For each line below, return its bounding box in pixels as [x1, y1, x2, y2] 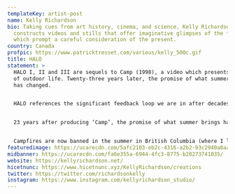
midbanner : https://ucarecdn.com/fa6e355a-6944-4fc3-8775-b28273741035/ [7, 151, 224, 158]
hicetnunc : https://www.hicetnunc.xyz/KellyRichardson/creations [7, 163, 201, 171]
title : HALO [7, 56, 42, 63]
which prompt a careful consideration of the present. [13, 36, 177, 43]
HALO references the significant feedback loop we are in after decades [13, 100, 230, 107]
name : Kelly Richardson [7, 17, 77, 24]
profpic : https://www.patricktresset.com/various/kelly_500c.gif [7, 50, 201, 57]
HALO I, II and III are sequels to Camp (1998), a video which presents [13, 68, 230, 75]
